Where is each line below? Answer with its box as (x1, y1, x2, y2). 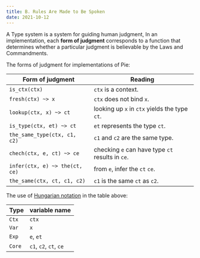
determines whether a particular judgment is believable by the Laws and (6, 43, 183, 51)
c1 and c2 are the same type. (93, 133, 174, 141)
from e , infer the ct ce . (93, 165, 155, 173)
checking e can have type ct (93, 145, 174, 153)
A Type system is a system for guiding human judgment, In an (6, 30, 158, 37)
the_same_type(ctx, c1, (9, 131, 77, 138)
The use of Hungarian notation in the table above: (6, 191, 128, 199)
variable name (29, 206, 71, 214)
